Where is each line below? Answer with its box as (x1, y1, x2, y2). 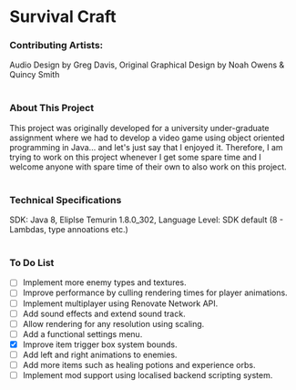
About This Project (9, 102, 94, 115)
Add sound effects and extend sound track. (22, 308, 186, 319)
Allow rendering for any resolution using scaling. (22, 318, 205, 329)
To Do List (9, 257, 55, 269)
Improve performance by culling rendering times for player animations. (22, 287, 289, 298)
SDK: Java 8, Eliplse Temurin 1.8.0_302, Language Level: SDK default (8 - (9, 214, 284, 225)
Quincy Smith (9, 69, 60, 80)
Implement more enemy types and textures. (22, 277, 187, 288)
